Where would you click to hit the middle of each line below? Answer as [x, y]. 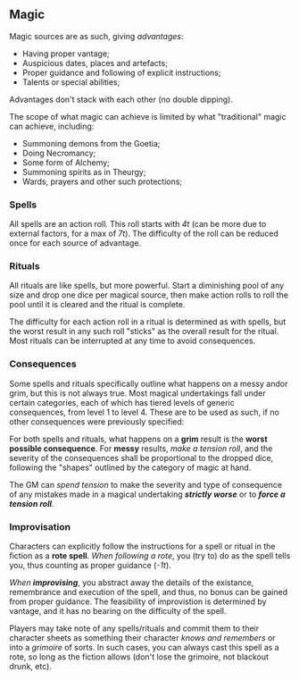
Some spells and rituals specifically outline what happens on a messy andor [149, 383]
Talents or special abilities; [71, 82]
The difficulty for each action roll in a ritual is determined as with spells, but [148, 322]
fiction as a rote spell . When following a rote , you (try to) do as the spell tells [150, 556]
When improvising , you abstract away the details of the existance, [132, 583]
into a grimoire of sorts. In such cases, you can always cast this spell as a [144, 647]
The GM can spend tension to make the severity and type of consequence [146, 484]
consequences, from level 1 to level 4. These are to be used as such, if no [144, 412]
